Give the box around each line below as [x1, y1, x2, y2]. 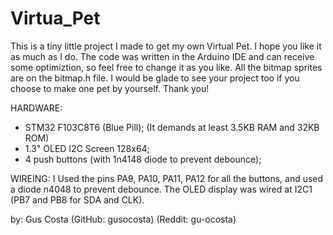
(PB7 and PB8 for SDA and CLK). [10, 193, 145, 206]
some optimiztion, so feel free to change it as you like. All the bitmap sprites [10, 61, 323, 73]
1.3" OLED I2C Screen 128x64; [24, 142, 150, 154]
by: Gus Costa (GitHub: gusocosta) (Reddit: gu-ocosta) [10, 213, 237, 225]
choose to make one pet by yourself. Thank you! [10, 82, 210, 94]
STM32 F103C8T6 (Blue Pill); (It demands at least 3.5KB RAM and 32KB [24, 121, 320, 133]
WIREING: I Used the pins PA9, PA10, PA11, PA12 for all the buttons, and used [10, 172, 324, 184]
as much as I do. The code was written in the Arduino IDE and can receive [10, 50, 315, 62]
